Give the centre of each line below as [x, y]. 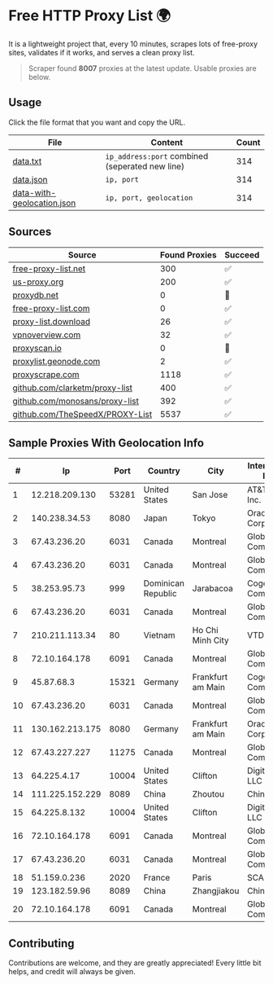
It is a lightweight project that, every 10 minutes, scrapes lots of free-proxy [133, 44]
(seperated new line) [145, 166]
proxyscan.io [37, 348]
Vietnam [159, 635]
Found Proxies [188, 255]
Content [167, 142]
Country [164, 471]
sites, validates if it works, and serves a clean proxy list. [102, 52]
